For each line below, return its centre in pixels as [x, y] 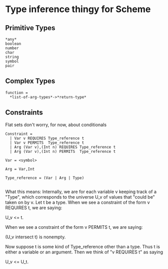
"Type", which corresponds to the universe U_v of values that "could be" [80, 197]
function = [17, 93]
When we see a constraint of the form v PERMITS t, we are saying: [74, 227]
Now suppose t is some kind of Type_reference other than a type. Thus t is [82, 246]
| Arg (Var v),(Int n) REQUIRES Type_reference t [63, 147]
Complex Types [30, 81]
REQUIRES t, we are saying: [34, 208]
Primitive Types [30, 28]
